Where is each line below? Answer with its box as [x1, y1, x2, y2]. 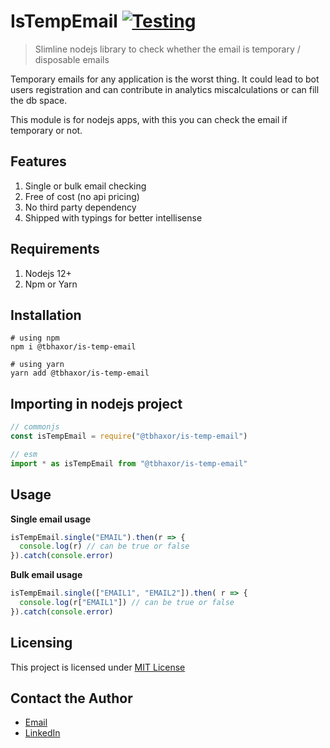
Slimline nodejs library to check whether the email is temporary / [34, 43, 301, 55]
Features [10, 153, 67, 170]
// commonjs [10, 422, 60, 432]
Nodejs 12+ [24, 267, 72, 279]
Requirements [10, 241, 100, 258]
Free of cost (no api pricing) [24, 190, 140, 202]
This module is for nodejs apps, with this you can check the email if [10, 113, 288, 125]
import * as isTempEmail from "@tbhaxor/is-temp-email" [10, 458, 248, 469]
